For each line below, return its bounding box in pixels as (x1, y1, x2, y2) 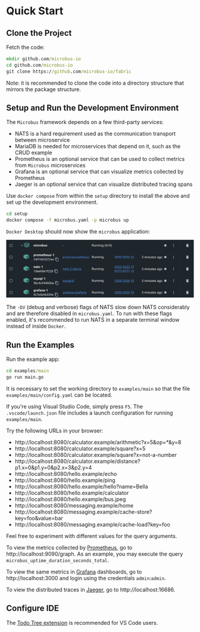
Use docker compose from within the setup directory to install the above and (6, 192, 190, 200)
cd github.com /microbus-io (6, 62, 73, 68)
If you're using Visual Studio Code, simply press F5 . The (6, 403, 143, 410)
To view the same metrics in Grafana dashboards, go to (6, 568, 142, 575)
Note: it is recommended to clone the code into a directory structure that (6, 79, 185, 86)
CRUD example (14, 149, 52, 156)
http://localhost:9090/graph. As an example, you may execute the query (6, 550, 183, 558)
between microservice (14, 136, 70, 144)
